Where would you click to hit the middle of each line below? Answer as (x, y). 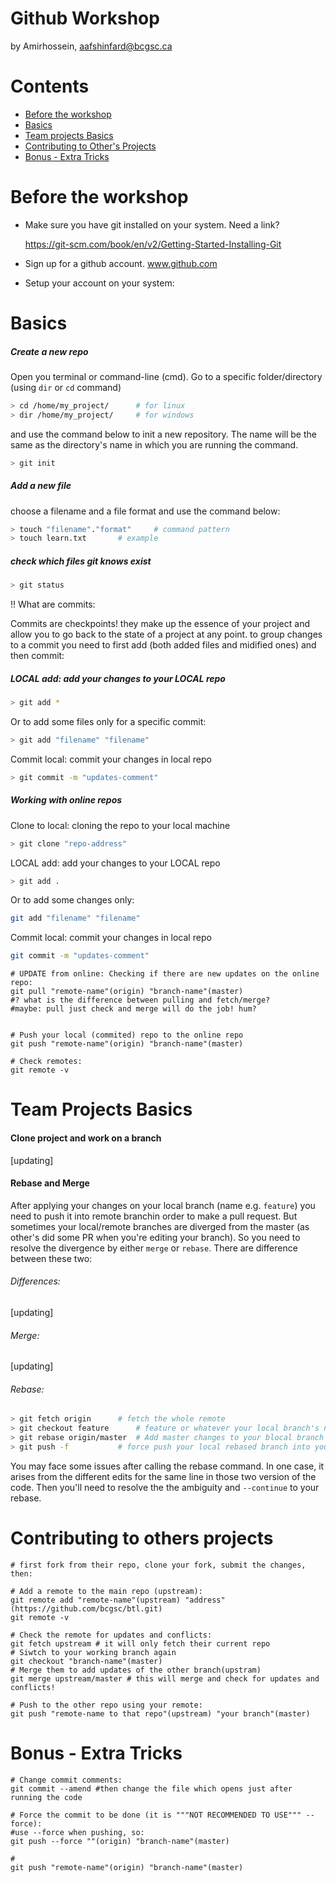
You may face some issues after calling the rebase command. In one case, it (167, 1466)
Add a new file (41, 486)
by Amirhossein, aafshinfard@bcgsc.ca (91, 46)
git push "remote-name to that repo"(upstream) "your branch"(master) (160, 1713)
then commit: (37, 656)
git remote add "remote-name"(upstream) (96, 1600)
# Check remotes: (46, 1062)
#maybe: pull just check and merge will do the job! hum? (133, 1009)
